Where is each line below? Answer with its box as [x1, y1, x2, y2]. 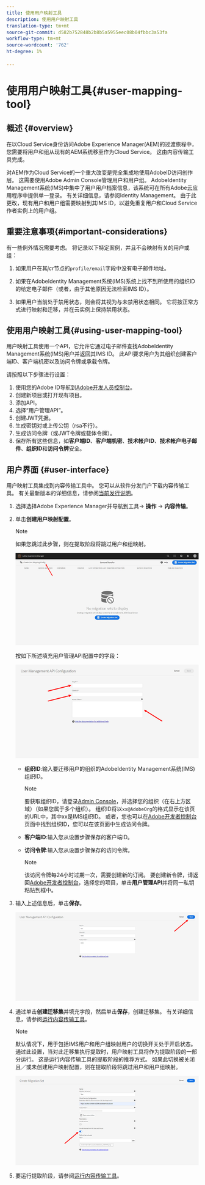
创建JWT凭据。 [15, 414, 54, 421]
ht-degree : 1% [6, 49, 43, 55]
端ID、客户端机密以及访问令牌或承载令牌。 [6, 358, 113, 365]
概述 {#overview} [6, 123, 73, 134]
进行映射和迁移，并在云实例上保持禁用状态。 [20, 305, 133, 313]
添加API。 [15, 399, 41, 406]
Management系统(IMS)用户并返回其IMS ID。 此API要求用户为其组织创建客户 [6, 350, 197, 357]
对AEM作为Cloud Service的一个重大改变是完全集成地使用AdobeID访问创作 [6, 169, 193, 176]
